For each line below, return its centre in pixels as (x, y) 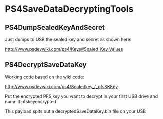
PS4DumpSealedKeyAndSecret (55, 28)
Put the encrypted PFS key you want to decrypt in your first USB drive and (82, 96)
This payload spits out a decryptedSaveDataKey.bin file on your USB (76, 111)
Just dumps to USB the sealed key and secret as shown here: (68, 39)
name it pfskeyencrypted (31, 101)
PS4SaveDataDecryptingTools (69, 9)
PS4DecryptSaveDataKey (46, 65)
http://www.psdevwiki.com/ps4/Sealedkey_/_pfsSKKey (62, 86)
